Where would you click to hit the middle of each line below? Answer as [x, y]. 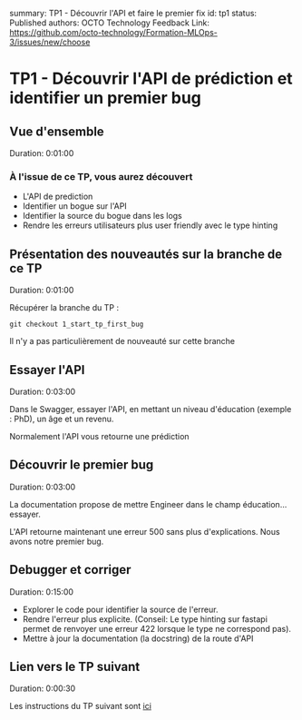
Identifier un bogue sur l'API [74, 206]
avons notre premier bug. [57, 541]
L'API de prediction [58, 197]
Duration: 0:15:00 [42, 592]
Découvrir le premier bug [82, 465]
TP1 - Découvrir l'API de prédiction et [151, 79]
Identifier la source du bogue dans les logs [102, 216]
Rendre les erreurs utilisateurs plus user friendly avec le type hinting [150, 225]
